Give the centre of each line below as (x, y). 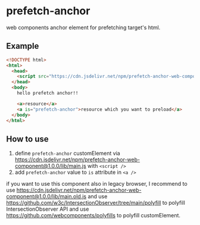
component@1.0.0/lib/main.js (50, 166)
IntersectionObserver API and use (48, 209)
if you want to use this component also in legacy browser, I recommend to (97, 184)
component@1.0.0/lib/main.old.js (46, 196)
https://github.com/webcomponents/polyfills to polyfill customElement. (93, 215)
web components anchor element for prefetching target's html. (83, 27)
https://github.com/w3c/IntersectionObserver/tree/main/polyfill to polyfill (96, 203)
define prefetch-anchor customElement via (67, 154)
